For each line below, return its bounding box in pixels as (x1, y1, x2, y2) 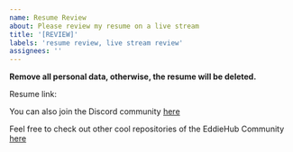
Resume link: (9, 89, 57, 100)
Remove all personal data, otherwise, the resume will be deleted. (9, 71, 257, 82)
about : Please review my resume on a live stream (9, 22, 200, 31)
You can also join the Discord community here (9, 106, 180, 117)
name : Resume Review (9, 13, 87, 22)
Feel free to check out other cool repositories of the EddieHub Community (9, 123, 285, 135)
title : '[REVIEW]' (9, 30, 78, 39)
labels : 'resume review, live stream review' (9, 38, 183, 48)
